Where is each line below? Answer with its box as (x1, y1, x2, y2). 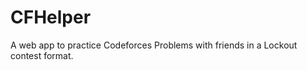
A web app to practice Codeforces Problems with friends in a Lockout (10, 39, 298, 51)
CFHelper (10, 6, 92, 29)
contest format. (10, 49, 74, 61)
